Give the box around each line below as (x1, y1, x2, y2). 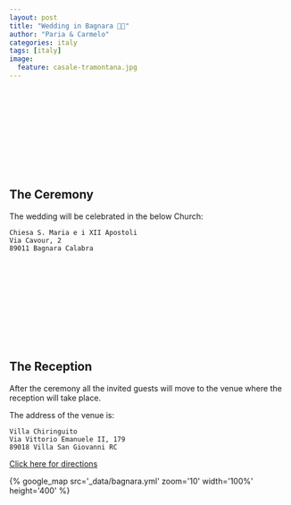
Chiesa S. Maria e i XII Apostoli (9, 228, 138, 237)
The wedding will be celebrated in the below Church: (9, 211, 204, 222)
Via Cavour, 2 (9, 236, 62, 245)
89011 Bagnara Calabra (9, 243, 94, 253)
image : (9, 55, 34, 63)
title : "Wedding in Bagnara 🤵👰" (9, 21, 129, 30)
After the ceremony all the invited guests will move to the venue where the (9, 383, 283, 393)
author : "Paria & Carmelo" (9, 29, 110, 38)
